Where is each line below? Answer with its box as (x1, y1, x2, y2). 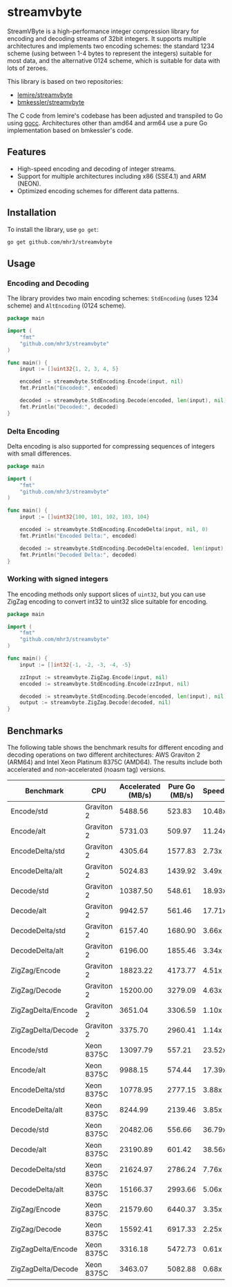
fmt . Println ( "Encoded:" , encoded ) (19, 385, 119, 392)
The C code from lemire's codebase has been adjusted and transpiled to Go (7, 111, 223, 120)
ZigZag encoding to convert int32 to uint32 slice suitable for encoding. (7, 597, 209, 606)
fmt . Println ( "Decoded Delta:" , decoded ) (19, 551, 137, 558)
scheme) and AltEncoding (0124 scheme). (7, 302, 126, 310)
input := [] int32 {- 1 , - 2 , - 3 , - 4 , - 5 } (19, 661, 131, 668)
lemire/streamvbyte (17, 91, 73, 99)
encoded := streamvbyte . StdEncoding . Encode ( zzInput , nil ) (19, 680, 190, 687)
